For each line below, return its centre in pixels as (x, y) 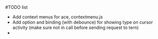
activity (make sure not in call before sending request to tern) (75, 27)
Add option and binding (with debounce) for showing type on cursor (83, 22)
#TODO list (16, 7)
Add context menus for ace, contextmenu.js (57, 17)
